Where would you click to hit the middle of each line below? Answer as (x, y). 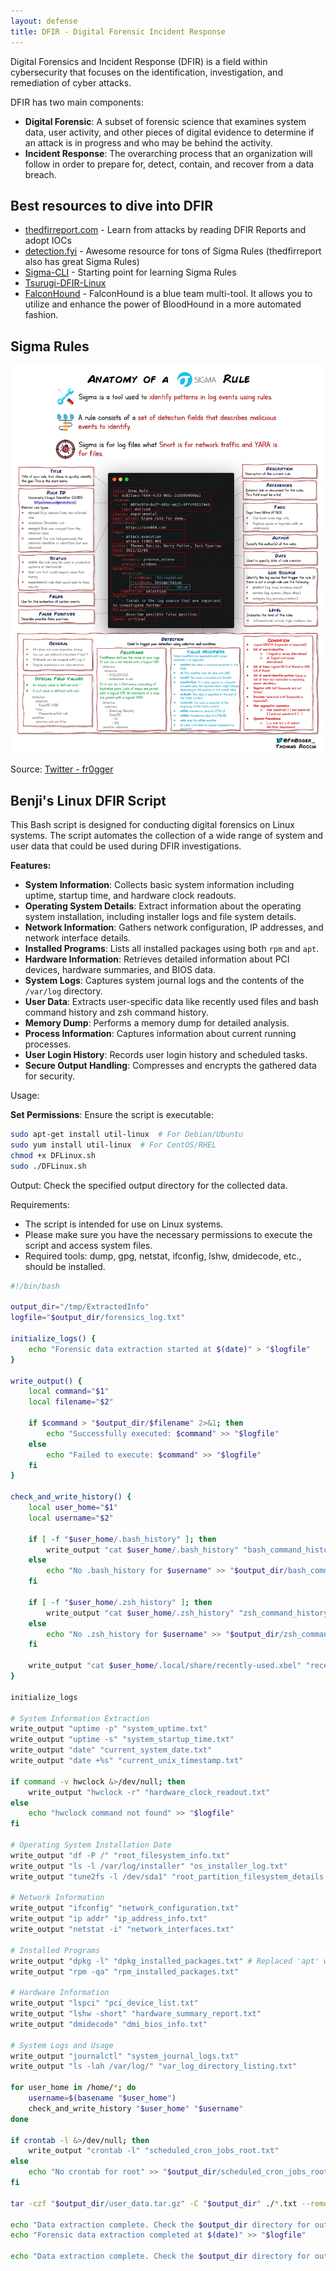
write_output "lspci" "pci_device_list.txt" (104, 2003)
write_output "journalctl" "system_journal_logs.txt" (125, 2056)
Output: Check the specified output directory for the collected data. (149, 1185)
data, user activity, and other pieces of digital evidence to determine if (169, 132)
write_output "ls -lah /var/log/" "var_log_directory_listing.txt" (154, 2066)
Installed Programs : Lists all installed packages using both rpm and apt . (172, 949)
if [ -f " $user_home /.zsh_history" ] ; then (120, 1602)
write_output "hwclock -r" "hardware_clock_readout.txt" (149, 1792)
